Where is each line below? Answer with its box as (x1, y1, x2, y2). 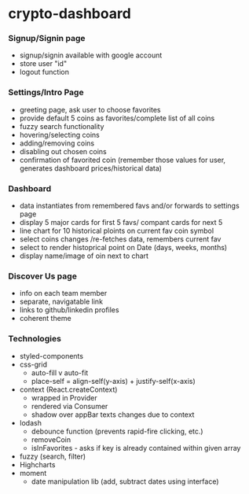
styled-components (19, 351, 84, 360)
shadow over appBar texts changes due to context (31, 410, 195, 419)
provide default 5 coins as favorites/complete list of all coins (19, 113, 215, 123)
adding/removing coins (19, 138, 95, 148)
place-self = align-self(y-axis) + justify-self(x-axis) (31, 376, 196, 385)
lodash (19, 418, 42, 427)
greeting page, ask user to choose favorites (19, 105, 161, 114)
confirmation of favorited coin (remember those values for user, (19, 155, 226, 164)
